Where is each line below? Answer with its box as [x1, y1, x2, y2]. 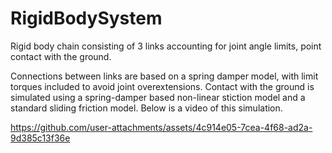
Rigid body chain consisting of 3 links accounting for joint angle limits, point [10, 40, 322, 52]
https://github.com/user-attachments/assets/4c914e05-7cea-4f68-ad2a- [10, 121, 313, 133]
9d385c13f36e [10, 132, 71, 144]
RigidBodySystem [10, 7, 163, 30]
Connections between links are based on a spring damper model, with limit [10, 70, 319, 82]
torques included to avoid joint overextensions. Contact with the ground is [10, 80, 315, 92]
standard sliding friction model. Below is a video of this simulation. [10, 102, 283, 114]
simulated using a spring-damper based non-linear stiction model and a [10, 91, 306, 103]
